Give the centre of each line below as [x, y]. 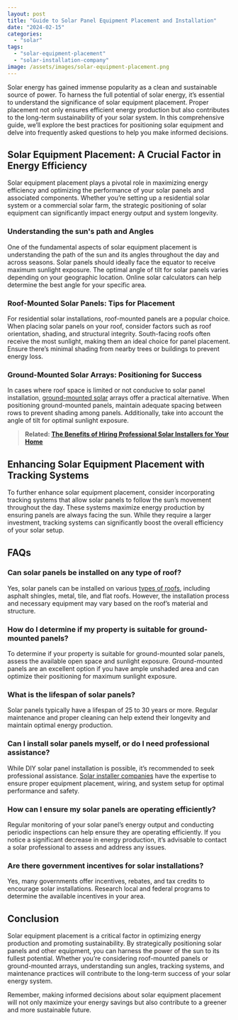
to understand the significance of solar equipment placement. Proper [108, 102]
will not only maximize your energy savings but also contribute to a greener [117, 1002]
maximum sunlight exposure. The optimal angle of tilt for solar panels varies [118, 269]
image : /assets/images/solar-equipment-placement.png [89, 67]
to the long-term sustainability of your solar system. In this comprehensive [116, 117]
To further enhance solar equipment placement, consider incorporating [111, 493]
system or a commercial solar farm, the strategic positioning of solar [107, 205]
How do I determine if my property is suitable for [92, 629]
